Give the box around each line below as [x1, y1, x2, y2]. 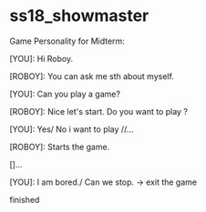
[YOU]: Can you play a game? [9, 88, 121, 99]
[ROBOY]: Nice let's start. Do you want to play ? [9, 106, 189, 116]
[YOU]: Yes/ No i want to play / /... [9, 124, 134, 135]
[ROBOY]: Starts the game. [9, 141, 110, 152]
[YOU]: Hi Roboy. [9, 53, 74, 64]
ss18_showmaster [9, 5, 149, 26]
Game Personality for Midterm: [9, 35, 125, 46]
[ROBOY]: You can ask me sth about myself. [9, 70, 175, 82]
